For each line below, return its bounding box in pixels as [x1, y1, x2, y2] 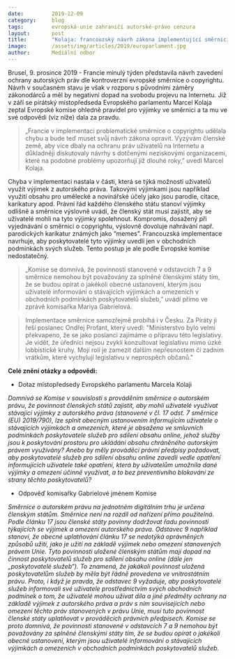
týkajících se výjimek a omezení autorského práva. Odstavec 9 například [8, 525, 218, 533]
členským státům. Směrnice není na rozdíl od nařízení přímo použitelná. [8, 510, 215, 518]
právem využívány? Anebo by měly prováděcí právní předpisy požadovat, [8, 446, 220, 454]
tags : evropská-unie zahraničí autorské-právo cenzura [8, 23, 196, 30]
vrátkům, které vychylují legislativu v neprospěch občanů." [24, 353, 194, 361]
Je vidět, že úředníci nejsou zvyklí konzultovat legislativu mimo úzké [24, 338, 222, 346]
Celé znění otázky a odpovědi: [8, 367, 98, 375]
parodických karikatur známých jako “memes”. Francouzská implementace [8, 229, 222, 238]
